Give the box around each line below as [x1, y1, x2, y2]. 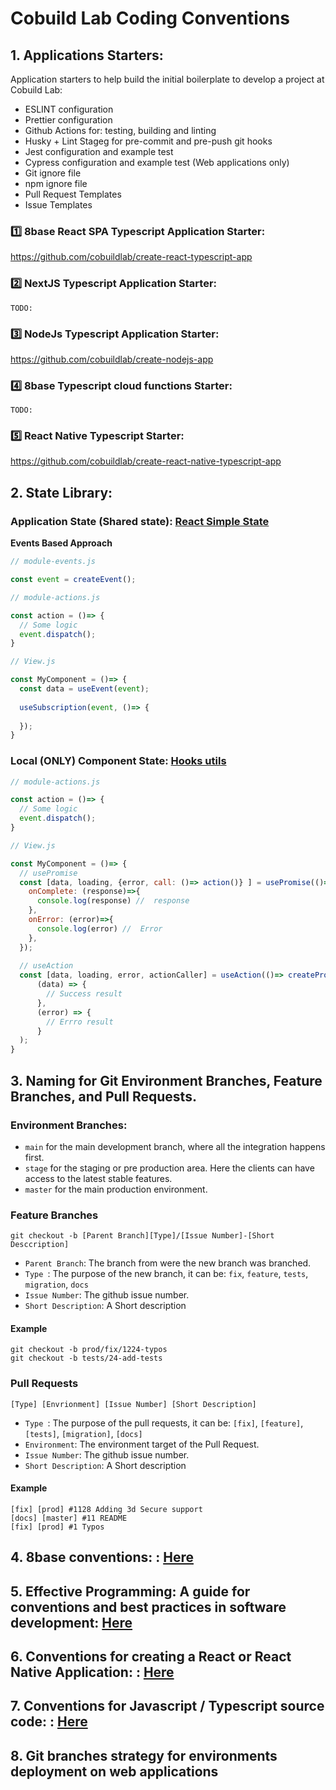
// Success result [46, 989, 123, 999]
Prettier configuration [24, 114, 113, 126]
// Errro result [46, 1017, 114, 1027]
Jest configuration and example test [24, 146, 174, 157]
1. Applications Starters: [10, 47, 164, 64]
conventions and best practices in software [10, 1598, 287, 1616]
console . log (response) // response [36, 896, 190, 906]
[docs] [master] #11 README [10, 1513, 128, 1523]
